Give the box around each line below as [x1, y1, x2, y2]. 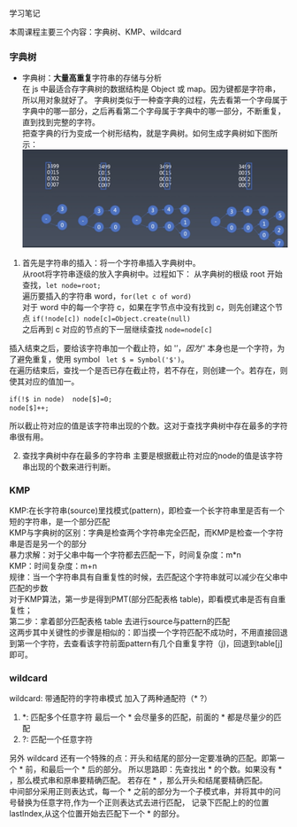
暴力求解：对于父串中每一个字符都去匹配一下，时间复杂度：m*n [9, 549, 241, 560]
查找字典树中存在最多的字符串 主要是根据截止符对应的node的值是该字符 [21, 450, 284, 461]
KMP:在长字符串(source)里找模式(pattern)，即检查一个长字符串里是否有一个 [9, 504, 286, 516]
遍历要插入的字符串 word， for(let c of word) [21, 291, 192, 301]
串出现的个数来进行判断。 [21, 461, 116, 472]
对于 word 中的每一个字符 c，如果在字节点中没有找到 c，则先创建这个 [21, 301, 276, 312]
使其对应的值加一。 [9, 376, 80, 386]
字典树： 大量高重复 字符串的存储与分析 [21, 73, 162, 83]
